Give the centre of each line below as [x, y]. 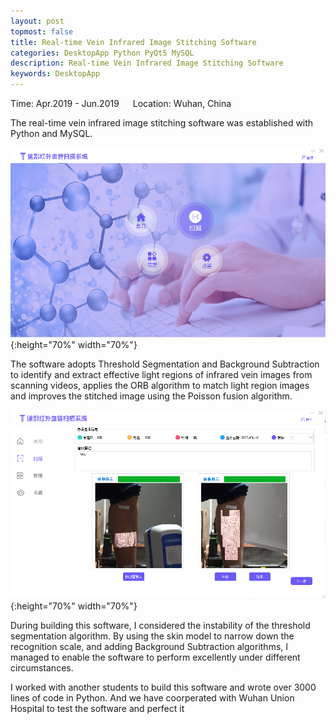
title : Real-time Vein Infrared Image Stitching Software [133, 42]
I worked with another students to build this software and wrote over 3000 [163, 687]
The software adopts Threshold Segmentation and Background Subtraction [165, 364]
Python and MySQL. [51, 133]
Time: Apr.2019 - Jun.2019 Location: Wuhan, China [121, 103]
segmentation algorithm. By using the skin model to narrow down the [152, 636]
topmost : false [42, 31]
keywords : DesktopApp [55, 74]
